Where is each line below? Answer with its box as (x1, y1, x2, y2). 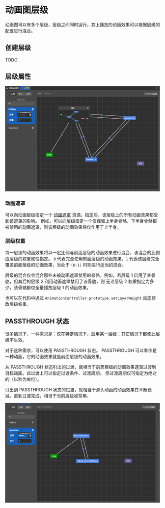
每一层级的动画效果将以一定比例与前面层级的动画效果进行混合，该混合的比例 (5, 250, 160, 256)
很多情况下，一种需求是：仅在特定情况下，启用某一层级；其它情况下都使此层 (5, 331, 160, 337)
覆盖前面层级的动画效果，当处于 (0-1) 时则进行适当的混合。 (5, 262, 126, 268)
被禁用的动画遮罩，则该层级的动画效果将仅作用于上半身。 (5, 224, 121, 230)
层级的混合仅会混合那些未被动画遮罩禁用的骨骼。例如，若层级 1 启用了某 (5, 272, 151, 278)
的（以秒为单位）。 (5, 376, 42, 382)
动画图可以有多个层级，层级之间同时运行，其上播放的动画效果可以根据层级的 (5, 22, 160, 27)
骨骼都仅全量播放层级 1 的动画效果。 (18, 285, 91, 291)
